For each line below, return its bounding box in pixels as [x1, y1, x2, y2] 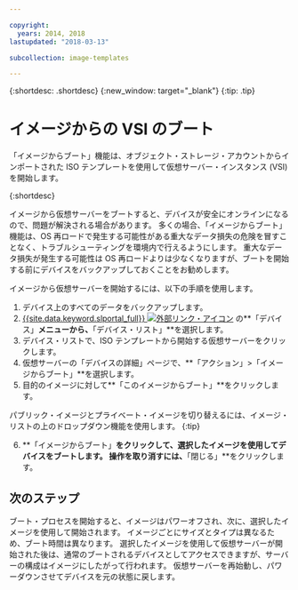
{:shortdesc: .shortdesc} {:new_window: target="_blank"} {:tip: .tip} [9, 85, 255, 96]
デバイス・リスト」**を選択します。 [96, 324, 229, 335]
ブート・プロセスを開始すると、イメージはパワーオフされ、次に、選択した [9, 516, 282, 526]
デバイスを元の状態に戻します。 [63, 571, 181, 582]
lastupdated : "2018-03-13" [9, 37, 109, 46]
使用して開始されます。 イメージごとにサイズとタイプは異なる [39, 527, 268, 538]
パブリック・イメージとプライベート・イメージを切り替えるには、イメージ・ [9, 410, 289, 420]
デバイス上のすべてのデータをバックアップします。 [21, 302, 208, 313]
